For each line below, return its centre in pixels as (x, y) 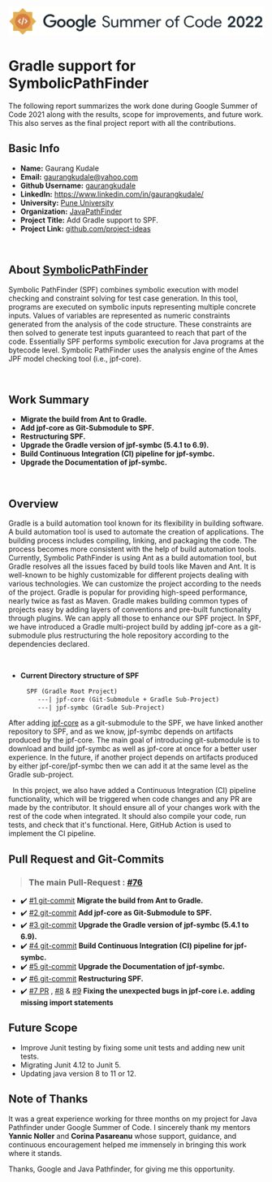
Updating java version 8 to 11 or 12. (78, 1073)
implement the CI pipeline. (52, 833)
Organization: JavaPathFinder (71, 211)
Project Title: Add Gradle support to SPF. (89, 220)
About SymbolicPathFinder (78, 270)
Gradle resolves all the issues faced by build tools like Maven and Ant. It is (132, 566)
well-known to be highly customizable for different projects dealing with (129, 575)
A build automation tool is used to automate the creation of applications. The (136, 532)
